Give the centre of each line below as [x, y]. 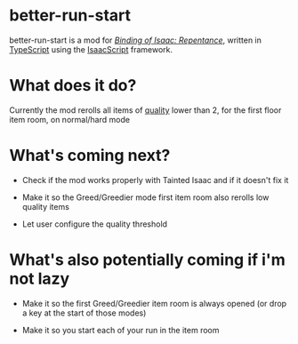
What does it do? [73, 86]
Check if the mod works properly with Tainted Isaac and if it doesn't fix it [155, 180]
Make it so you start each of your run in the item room [121, 330]
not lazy [40, 279]
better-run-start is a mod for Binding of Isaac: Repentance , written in [136, 40]
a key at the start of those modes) [84, 313]
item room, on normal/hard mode [70, 119]
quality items [45, 206]
